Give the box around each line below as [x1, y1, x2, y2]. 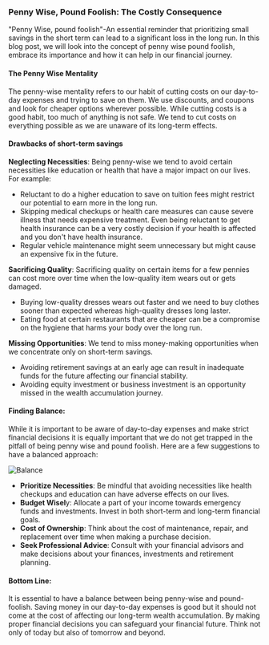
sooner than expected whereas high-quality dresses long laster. [19, 306, 231, 315]
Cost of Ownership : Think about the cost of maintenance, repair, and [19, 523, 249, 533]
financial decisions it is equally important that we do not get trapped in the [8, 432, 254, 442]
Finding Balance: [8, 406, 66, 416]
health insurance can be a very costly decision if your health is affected [19, 223, 256, 233]
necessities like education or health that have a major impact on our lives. [8, 165, 251, 175]
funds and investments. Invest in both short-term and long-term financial [19, 506, 260, 516]
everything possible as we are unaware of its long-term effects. [8, 120, 218, 130]
